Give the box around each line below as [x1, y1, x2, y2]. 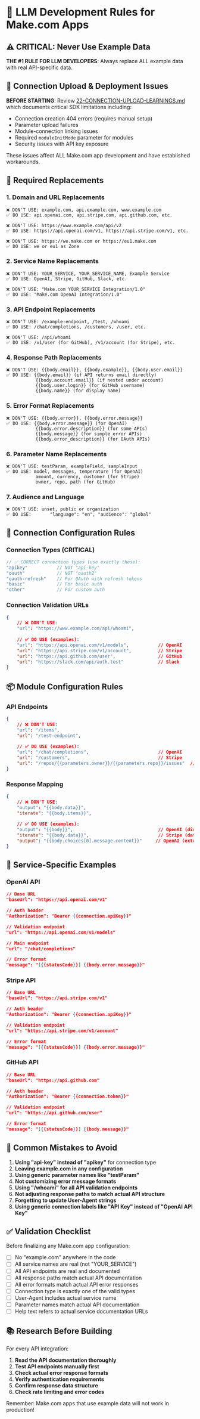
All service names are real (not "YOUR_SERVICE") [14, 1260, 137, 1268]
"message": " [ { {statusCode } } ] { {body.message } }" [6, 1126, 129, 1132]
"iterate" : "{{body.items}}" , [17, 810, 92, 816]
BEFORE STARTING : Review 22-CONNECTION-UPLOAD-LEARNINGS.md [6, 97, 186, 104]
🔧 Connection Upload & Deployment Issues [6, 81, 168, 91]
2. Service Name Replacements [6, 257, 99, 265]
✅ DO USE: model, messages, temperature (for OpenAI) [6, 468, 143, 475]
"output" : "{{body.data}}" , [17, 804, 86, 810]
